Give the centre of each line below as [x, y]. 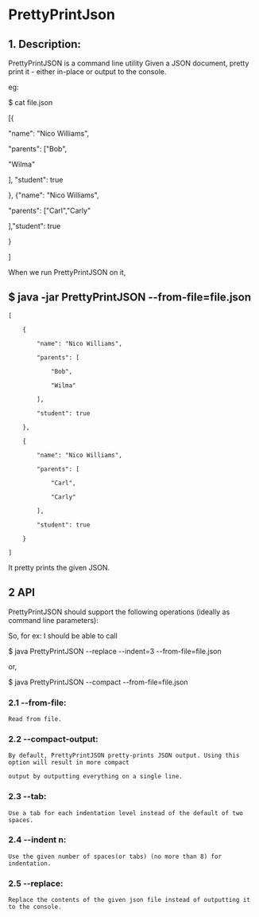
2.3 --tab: [27, 797]
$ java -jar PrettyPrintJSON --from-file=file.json [130, 298]
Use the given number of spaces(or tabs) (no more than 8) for [115, 856]
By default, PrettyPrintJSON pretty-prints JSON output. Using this [124, 756]
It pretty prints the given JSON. [59, 567]
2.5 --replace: [36, 884]
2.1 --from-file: [37, 703]
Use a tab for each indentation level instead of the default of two [126, 813]
